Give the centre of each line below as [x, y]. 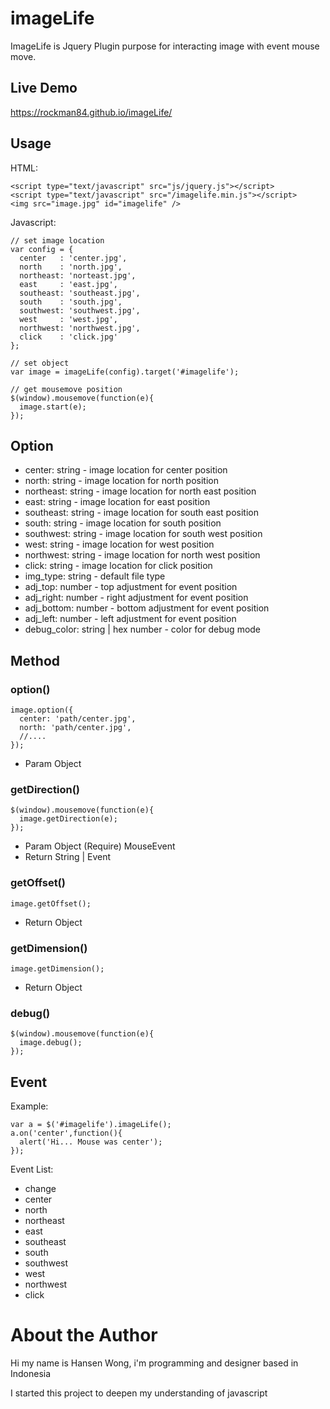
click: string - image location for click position [118, 566]
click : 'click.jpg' [68, 337]
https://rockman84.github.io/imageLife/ [91, 112]
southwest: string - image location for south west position [143, 534]
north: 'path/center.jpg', [75, 728]
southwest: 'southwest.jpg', [80, 310]
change [40, 1189]
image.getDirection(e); [68, 819]
